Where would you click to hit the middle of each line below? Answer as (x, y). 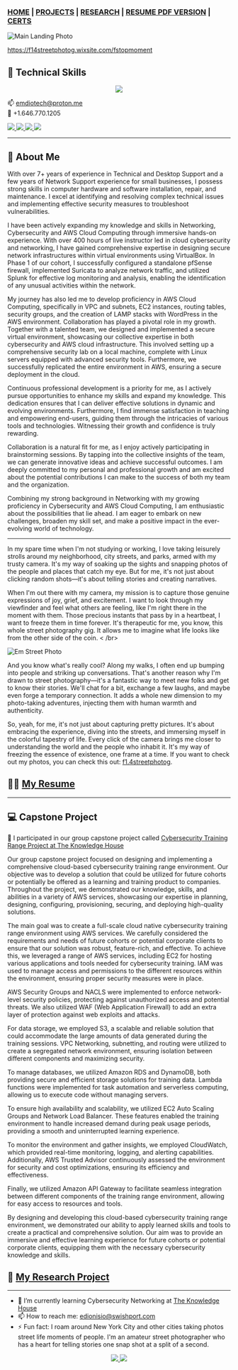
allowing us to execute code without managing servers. (88, 1094)
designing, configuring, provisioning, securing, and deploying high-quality (115, 904)
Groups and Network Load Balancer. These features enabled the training (113, 1116)
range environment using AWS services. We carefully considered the (108, 933)
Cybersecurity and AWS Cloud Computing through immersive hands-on (112, 232)
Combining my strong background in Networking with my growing (103, 498)
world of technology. (64, 528)
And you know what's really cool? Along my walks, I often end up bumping (116, 665)
